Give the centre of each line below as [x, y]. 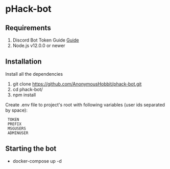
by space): [17, 110]
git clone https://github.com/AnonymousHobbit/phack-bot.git [77, 84]
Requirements [28, 28]
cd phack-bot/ [28, 89]
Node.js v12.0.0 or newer [39, 46]
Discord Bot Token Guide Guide [46, 40]
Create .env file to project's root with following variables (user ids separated [85, 104]
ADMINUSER [18, 133]
